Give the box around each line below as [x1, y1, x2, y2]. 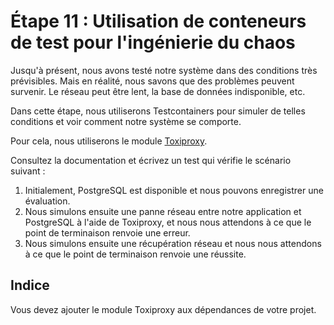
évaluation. [24, 195, 71, 207]
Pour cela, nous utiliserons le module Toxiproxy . [10, 135, 208, 147]
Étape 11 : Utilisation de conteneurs [10, 10, 307, 33]
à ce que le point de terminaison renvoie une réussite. [24, 248, 247, 260]
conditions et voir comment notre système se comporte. [10, 115, 242, 127]
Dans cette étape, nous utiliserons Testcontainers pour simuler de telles [10, 105, 306, 117]
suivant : [10, 165, 46, 177]
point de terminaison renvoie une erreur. [24, 226, 191, 239]
